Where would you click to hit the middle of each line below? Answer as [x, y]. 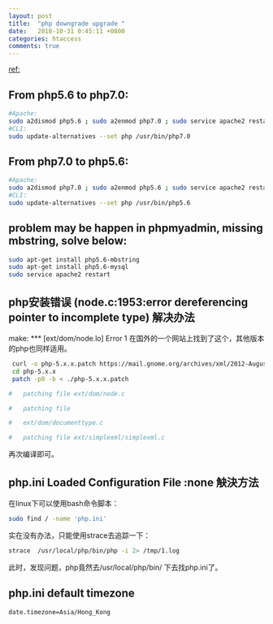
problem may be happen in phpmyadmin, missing [136, 228]
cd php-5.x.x [34, 371]
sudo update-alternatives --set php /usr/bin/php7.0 [100, 136]
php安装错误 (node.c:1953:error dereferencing [128, 302]
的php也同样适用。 [40, 349]
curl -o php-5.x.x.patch [54, 364]
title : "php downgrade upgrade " [67, 24]
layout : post [30, 16]
